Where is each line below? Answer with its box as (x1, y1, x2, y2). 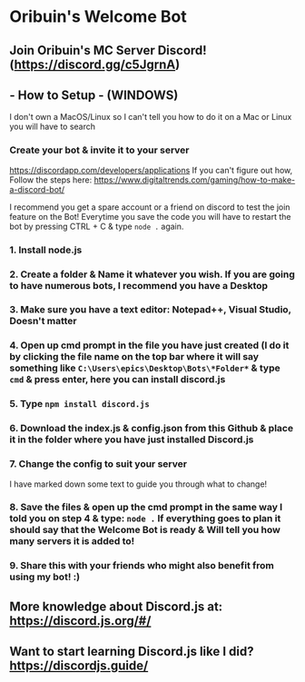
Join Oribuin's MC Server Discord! (9, 43, 207, 58)
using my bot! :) (9, 570, 80, 583)
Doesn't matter (9, 315, 77, 328)
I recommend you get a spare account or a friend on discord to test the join (9, 202, 290, 213)
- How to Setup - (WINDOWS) (9, 87, 179, 103)
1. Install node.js (9, 243, 83, 256)
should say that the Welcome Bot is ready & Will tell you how (9, 524, 281, 537)
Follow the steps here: (9, 174, 93, 185)
